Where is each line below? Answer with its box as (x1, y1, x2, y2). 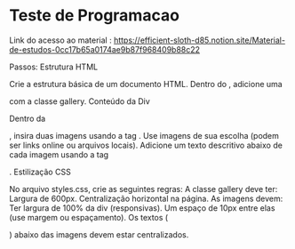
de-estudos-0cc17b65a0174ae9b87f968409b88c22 (9, 44, 201, 54)
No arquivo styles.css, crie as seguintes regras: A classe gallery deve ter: (9, 183, 278, 194)
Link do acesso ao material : (9, 35, 113, 45)
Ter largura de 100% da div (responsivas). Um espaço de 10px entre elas (9, 202, 275, 213)
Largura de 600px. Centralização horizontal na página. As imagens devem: (9, 193, 283, 204)
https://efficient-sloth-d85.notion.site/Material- (114, 35, 286, 45)
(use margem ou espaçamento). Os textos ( (9, 212, 169, 222)
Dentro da (9, 113, 46, 124)
